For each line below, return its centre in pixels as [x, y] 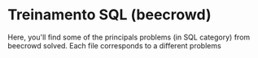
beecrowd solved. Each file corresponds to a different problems [114, 45]
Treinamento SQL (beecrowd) [109, 15]
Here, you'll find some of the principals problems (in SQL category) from [129, 37]
